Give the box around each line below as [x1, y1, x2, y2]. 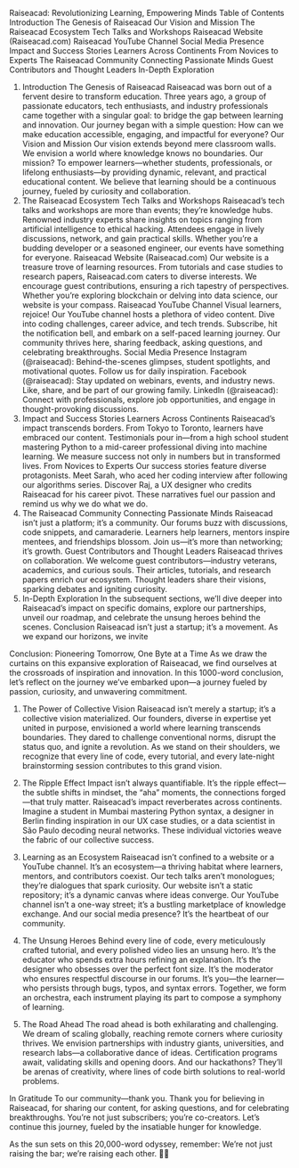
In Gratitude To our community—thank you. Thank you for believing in [9, 1093, 265, 1104]
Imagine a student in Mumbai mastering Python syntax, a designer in [21, 806, 274, 817]
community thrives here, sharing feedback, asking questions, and [21, 338, 263, 348]
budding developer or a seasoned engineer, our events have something [21, 243, 285, 253]
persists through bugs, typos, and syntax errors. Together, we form [39, 983, 287, 993]
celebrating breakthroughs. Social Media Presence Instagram [21, 347, 247, 358]
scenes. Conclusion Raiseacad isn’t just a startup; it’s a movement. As [21, 621, 279, 632]
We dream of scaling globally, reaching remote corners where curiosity [21, 1029, 283, 1039]
